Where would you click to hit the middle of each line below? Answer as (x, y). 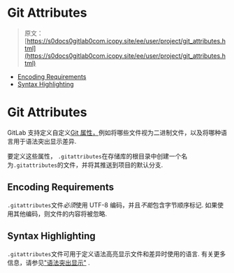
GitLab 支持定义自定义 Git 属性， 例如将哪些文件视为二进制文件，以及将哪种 (114, 132)
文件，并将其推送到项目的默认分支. (113, 165)
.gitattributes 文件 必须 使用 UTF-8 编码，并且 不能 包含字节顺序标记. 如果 (112, 205)
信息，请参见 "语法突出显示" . (49, 263)
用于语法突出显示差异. (45, 141)
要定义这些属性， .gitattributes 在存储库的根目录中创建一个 (94, 156)
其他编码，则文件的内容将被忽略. (60, 214)
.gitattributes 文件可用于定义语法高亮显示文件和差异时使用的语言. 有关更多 (117, 253)
